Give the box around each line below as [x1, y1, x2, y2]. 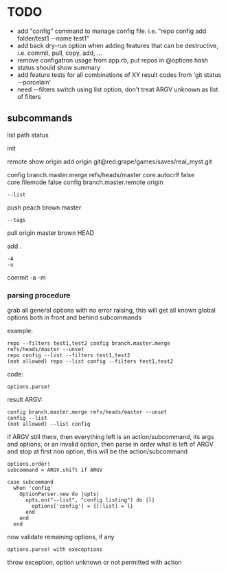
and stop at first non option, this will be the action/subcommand [7, 447, 188, 456]
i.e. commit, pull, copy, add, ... [16, 49, 102, 57]
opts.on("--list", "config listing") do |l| [25, 497, 155, 504]
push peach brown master [7, 203, 82, 212]
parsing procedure [7, 290, 71, 300]
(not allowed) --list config [7, 420, 91, 428]
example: [7, 327, 33, 335]
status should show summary [16, 63, 101, 71]
